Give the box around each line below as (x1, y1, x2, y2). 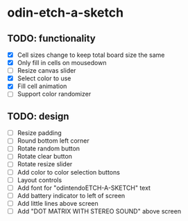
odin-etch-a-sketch (7, 5, 123, 21)
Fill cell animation (17, 82, 67, 91)
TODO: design (7, 110, 69, 122)
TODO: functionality (7, 33, 96, 44)
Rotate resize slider (17, 160, 73, 168)
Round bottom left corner (17, 136, 89, 145)
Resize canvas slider (17, 67, 76, 75)
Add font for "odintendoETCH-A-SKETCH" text (17, 184, 151, 192)
